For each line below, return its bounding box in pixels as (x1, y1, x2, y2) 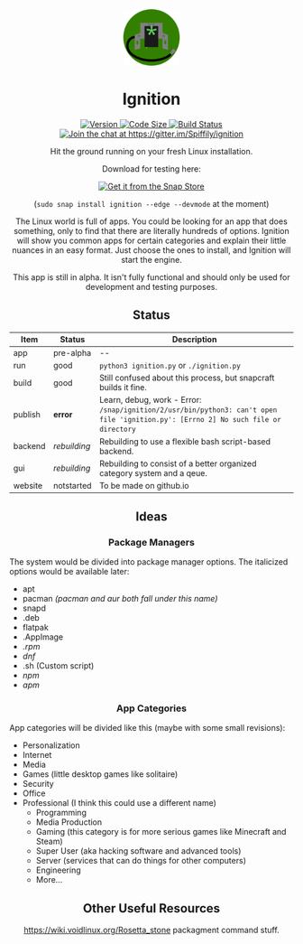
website (13, 481, 43, 491)
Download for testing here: (102, 163, 201, 174)
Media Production (35, 817, 103, 827)
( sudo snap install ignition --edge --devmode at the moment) (33, 198, 270, 209)
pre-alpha (52, 347, 92, 358)
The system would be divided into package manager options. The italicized (9, 556, 289, 567)
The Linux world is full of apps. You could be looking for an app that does (14, 216, 289, 227)
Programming (35, 808, 87, 818)
